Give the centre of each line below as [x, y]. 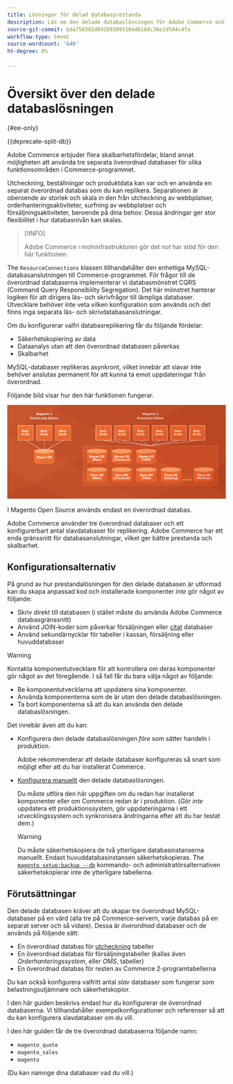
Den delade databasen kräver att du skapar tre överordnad [91, 910]
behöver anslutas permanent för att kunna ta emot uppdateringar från [106, 374]
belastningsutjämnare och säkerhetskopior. [69, 989]
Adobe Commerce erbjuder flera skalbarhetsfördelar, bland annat [101, 155]
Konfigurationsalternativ [62, 567]
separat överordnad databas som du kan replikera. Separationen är [103, 190]
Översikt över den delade [81, 94]
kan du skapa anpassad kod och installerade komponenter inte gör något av [116, 591]
